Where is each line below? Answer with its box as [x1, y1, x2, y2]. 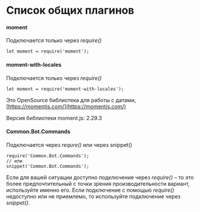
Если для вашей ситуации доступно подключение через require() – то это [6, 174, 194, 181]
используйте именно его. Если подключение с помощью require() [6, 186, 175, 193]
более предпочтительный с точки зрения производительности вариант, [6, 180, 190, 187]
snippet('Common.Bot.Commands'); [6, 163, 90, 169]
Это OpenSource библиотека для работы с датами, [6, 96, 136, 103]
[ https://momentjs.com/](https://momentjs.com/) [6, 103, 127, 110]
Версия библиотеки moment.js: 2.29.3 [6, 114, 103, 121]
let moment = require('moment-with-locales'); [6, 86, 124, 92]
